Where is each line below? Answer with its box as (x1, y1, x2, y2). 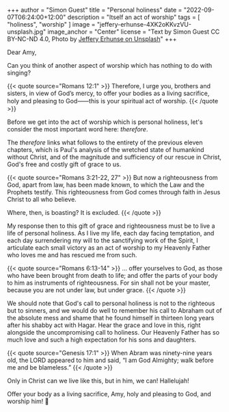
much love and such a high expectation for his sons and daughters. (7, 335, 197, 344)
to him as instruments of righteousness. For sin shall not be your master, (7, 279, 211, 287)
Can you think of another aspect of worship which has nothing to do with (7, 62, 213, 69)
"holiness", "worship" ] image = (7, 21, 96, 28)
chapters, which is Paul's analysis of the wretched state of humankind (7, 146, 204, 153)
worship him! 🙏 (7, 397, 49, 405)
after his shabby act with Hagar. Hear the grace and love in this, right (7, 321, 201, 329)
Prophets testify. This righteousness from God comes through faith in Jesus (7, 188, 221, 196)
